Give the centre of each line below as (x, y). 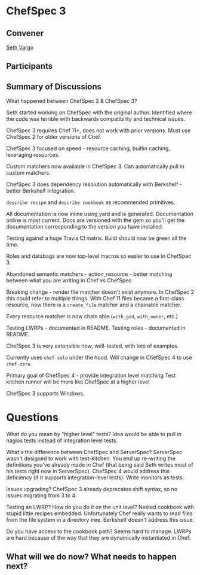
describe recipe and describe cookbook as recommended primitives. (91, 202)
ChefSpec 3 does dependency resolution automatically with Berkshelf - (94, 184)
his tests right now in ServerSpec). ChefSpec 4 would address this (88, 471)
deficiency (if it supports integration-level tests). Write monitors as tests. (95, 477)
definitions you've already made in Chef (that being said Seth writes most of (100, 465)
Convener (25, 33)
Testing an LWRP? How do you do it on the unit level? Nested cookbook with (100, 507)
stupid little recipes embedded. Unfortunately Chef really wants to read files (99, 513)
